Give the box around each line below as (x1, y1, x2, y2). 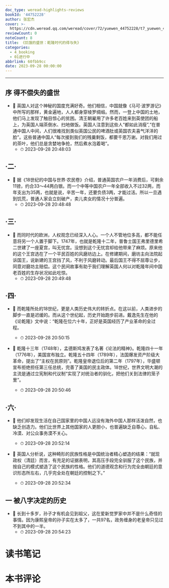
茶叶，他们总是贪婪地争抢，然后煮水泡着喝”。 (17, 140, 112, 146)
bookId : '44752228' (5, 12, 46, 17)
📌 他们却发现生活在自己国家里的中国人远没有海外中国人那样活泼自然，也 (12, 418, 162, 424)
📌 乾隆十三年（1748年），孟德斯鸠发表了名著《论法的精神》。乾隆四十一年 (12, 345, 163, 351)
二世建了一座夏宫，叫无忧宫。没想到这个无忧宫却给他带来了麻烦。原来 (12, 244, 158, 250)
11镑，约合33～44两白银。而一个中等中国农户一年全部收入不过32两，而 (12, 183, 161, 189)
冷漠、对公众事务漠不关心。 (12, 430, 70, 436)
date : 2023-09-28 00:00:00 (5, 64, 62, 69)
